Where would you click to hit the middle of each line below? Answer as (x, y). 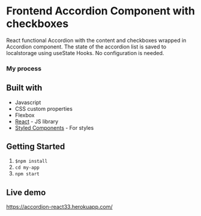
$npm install (31, 162)
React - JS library (37, 121)
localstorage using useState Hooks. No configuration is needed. (85, 53)
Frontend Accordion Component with (100, 11)
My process (24, 68)
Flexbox (25, 115)
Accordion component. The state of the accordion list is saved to (86, 47)
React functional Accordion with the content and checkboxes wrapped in (96, 40)
